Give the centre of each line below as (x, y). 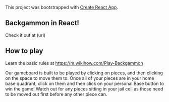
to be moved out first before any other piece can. (56, 94)
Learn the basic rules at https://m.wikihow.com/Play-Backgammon (74, 63)
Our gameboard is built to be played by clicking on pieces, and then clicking (84, 73)
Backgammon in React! (42, 23)
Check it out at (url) (25, 35)
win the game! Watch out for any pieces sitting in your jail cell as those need (84, 89)
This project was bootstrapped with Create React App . (62, 7)
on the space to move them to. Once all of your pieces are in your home (80, 78)
